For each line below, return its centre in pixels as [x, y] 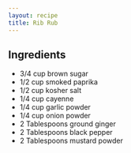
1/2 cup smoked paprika [59, 82]
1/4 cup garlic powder [55, 107]
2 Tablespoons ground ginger [67, 124]
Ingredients [37, 55]
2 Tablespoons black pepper [66, 132]
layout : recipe [33, 15]
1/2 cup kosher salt [51, 91]
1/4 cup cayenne [47, 99]
